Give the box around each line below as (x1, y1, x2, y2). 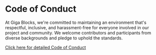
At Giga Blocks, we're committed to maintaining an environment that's (5, 19, 147, 25)
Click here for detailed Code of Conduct (5, 44, 86, 50)
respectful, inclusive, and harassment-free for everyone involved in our (5, 24, 149, 30)
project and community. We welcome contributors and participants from (5, 30, 152, 36)
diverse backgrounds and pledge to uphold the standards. (5, 35, 123, 41)
